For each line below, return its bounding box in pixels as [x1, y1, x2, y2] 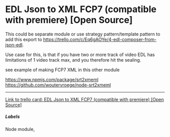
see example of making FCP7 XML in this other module [5, 67, 120, 73]
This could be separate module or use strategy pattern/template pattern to [5, 31, 160, 37]
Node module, [5, 126, 35, 132]
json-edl [5, 41, 23, 48]
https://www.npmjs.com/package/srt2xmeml [5, 76, 99, 82]
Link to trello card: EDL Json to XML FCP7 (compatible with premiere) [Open [5, 96, 164, 102]
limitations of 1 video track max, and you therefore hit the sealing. [5, 57, 142, 63]
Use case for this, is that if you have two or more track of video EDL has [5, 52, 155, 58]
